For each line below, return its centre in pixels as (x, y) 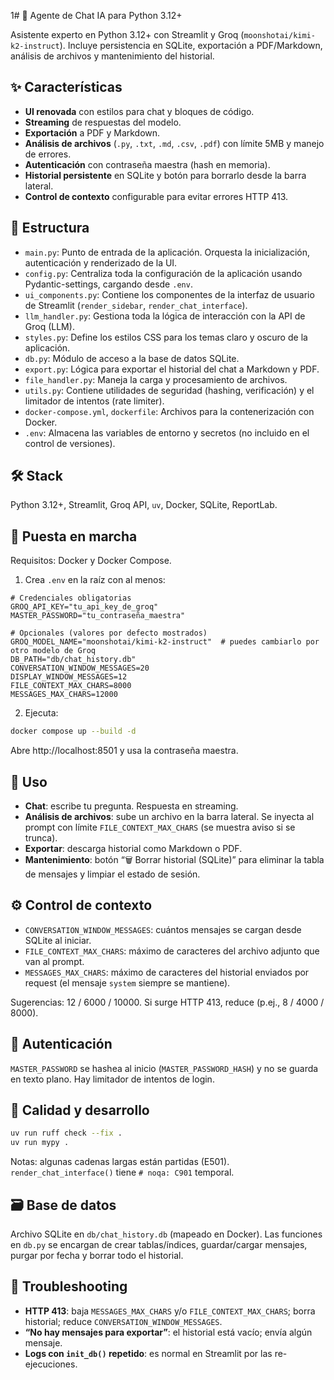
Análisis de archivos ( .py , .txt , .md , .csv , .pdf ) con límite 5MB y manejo (174, 143)
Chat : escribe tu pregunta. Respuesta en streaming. (131, 806)
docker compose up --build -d (73, 731)
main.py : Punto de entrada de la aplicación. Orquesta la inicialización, (167, 252)
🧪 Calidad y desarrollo (80, 1110)
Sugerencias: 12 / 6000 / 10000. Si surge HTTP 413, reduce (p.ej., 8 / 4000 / (167, 1002)
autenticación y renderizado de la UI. (101, 262)
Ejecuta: (41, 713)
